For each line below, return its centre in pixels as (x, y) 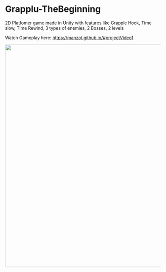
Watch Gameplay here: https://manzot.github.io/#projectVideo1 (69, 38)
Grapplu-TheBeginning (53, 9)
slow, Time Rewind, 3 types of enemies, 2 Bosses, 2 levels (64, 28)
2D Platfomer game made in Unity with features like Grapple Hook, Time (78, 23)
